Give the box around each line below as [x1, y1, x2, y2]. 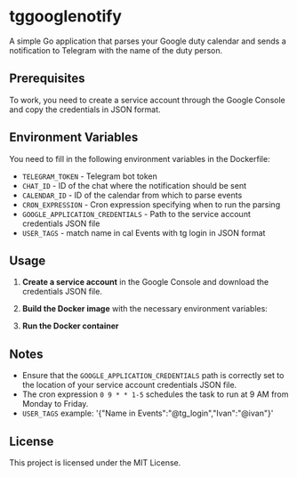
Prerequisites [9, 71, 85, 86]
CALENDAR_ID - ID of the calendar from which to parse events [21, 190, 243, 200]
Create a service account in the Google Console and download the [21, 277, 269, 287]
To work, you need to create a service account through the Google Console [9, 94, 286, 105]
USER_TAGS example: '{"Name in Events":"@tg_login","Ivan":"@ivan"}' [21, 408, 274, 419]
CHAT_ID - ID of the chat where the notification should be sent [21, 180, 247, 190]
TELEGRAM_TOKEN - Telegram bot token [21, 171, 158, 182]
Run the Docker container [21, 320, 119, 331]
